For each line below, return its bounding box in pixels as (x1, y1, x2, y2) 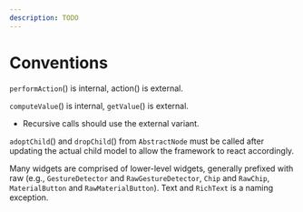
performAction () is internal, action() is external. (9, 83, 183, 94)
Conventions (9, 52, 109, 73)
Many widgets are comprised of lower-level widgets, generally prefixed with (9, 163, 294, 174)
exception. (9, 192, 49, 203)
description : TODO (9, 13, 79, 23)
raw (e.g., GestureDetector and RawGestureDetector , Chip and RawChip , (9, 172, 270, 183)
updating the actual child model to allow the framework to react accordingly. (9, 145, 295, 156)
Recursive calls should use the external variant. (22, 117, 200, 128)
